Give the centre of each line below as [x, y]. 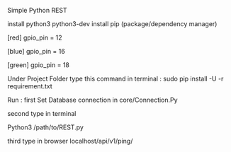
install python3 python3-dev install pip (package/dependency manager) [112, 24]
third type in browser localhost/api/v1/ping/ [70, 141]
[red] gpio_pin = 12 [35, 37]
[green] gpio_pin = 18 [38, 65]
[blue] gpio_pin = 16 [36, 51]
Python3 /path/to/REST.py [45, 127]
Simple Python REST [37, 10]
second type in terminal [42, 113]
